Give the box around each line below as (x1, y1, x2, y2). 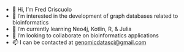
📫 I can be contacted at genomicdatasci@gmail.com (12, 39, 147, 46)
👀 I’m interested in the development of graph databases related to (12, 12, 178, 20)
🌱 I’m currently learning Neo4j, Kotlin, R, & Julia (12, 25, 132, 32)
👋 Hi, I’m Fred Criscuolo (12, 6, 72, 13)
